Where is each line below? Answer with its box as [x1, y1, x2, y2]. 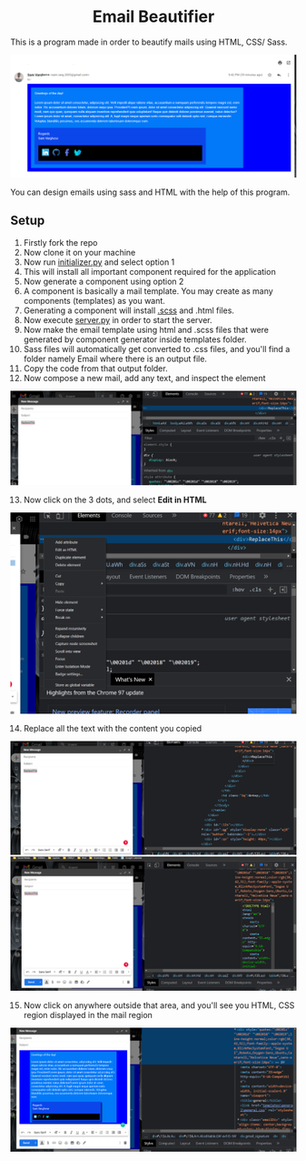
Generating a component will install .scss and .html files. [23, 305, 235, 316]
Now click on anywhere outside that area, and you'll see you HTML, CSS [23, 1000, 295, 1011]
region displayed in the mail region [23, 1010, 153, 1021]
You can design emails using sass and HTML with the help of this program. [10, 187, 291, 197]
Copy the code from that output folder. [23, 362, 168, 374]
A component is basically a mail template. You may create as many [23, 285, 273, 297]
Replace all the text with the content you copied [23, 723, 202, 734]
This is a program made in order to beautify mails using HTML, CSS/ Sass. [10, 36, 288, 47]
